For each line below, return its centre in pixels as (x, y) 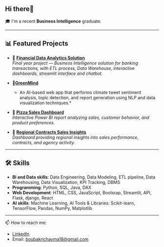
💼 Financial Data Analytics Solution (49, 58)
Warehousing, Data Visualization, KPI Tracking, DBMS (66, 182)
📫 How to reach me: (26, 223)
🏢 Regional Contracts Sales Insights (49, 132)
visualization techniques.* (45, 103)
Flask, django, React (32, 198)
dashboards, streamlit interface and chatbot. (57, 73)
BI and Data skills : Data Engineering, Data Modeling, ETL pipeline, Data (84, 177)
